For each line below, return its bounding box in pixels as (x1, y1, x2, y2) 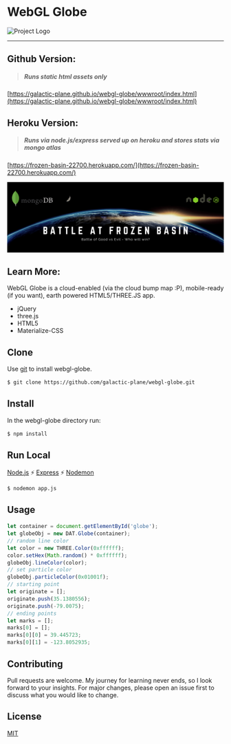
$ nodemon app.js (7, 485, 57, 492)
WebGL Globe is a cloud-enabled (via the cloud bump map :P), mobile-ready (7, 284, 224, 292)
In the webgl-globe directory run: (7, 416, 101, 424)
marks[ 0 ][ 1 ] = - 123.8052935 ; (7, 639, 91, 646)
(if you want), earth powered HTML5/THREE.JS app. (7, 292, 155, 300)
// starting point (7, 581, 60, 588)
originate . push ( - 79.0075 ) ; (7, 602, 85, 609)
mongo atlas (23, 144, 62, 152)
